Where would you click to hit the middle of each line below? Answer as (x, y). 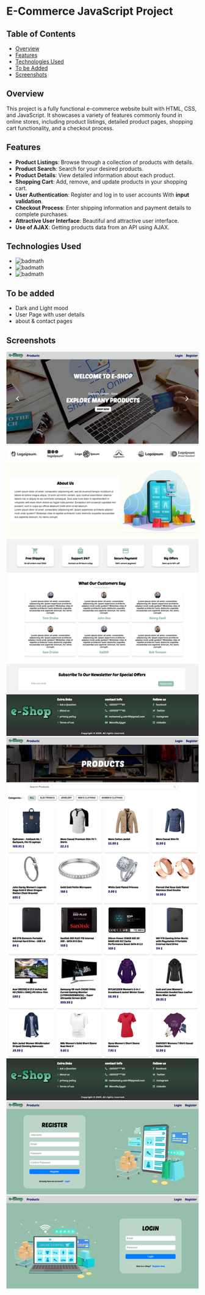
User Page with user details (50, 315)
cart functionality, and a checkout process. (60, 128)
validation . (29, 201)
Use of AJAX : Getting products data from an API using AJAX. (92, 227)
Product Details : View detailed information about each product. (95, 175)
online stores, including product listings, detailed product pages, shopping (100, 121)
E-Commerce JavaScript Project (90, 11)
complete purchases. (42, 214)
